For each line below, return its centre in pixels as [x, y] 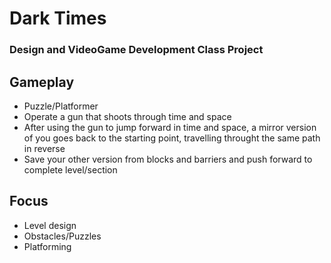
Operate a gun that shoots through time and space [127, 116]
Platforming [47, 246]
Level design [50, 225]
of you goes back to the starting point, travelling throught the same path [172, 138]
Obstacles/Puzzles [62, 236]
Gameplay [42, 82]
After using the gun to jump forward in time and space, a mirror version [170, 127]
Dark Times [58, 18]
